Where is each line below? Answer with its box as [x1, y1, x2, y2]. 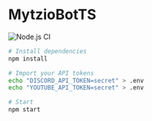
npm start [8, 106, 41, 114]
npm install [8, 54, 48, 63]
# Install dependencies [8, 47, 88, 55]
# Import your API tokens [8, 69, 94, 77]
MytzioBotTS [8, 6, 97, 24]
